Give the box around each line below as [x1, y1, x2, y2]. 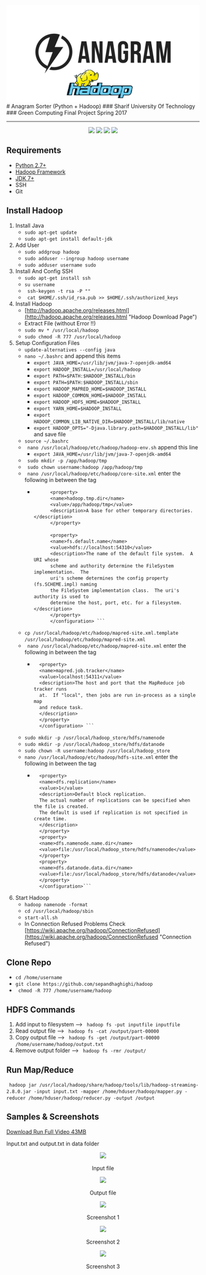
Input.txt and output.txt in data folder [6, 1140, 99, 1147]
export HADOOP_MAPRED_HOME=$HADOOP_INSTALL [33, 386, 147, 392]
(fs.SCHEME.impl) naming [33, 581, 97, 587]
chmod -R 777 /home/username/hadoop [18, 988, 112, 994]
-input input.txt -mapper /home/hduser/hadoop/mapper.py [33, 1088, 183, 1095]
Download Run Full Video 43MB [6, 1128, 87, 1135]
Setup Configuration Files [15, 339, 80, 346]
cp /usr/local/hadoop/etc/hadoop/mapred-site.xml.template [24, 630, 179, 636]
